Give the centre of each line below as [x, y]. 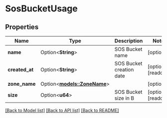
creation [124, 70]
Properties [22, 27]
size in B [124, 98]
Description [129, 41]
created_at [21, 70]
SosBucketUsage [42, 9]
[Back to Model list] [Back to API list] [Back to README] [62, 110]
